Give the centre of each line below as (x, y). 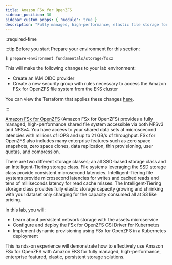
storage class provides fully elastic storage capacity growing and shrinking (84, 189)
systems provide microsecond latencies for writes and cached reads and (82, 178)
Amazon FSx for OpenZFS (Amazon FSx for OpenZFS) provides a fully (79, 119)
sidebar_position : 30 (28, 15)
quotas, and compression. (33, 152)
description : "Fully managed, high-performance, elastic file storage (82, 24)
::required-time (21, 39)
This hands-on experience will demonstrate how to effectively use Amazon (84, 246)
